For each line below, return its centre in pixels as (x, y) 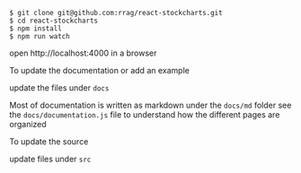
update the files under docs (59, 88)
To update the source (49, 142)
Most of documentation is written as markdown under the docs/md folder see (150, 105)
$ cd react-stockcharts (54, 21)
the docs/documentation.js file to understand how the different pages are (145, 115)
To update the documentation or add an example (100, 70)
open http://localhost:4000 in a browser (83, 53)
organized (28, 124)
